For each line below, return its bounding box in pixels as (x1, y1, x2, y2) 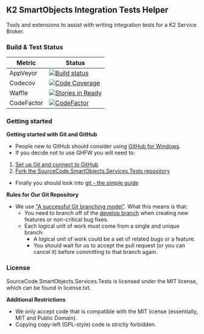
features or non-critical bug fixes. (24, 216, 108, 223)
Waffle (9, 89, 29, 97)
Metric (16, 59, 37, 67)
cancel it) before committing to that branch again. (33, 249, 158, 256)
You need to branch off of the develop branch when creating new (24, 209, 189, 217)
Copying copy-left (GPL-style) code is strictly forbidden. (15, 321, 157, 328)
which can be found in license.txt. (6, 284, 91, 291)
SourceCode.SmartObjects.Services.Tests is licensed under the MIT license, (6, 277, 198, 285)
